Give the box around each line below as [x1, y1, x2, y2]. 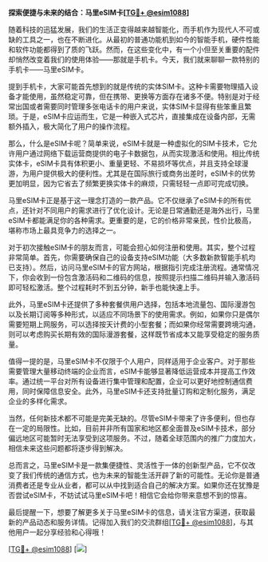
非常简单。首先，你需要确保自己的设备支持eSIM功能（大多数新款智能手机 [8, 253, 249, 262]
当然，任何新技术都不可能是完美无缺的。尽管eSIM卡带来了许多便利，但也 [8, 413, 249, 423]
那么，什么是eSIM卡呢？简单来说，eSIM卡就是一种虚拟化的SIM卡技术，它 [8, 139, 250, 148]
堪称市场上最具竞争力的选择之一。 [8, 225, 120, 235]
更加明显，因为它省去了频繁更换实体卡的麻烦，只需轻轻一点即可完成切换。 [8, 179, 253, 188]
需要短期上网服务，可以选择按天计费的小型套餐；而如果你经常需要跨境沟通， [8, 320, 260, 329]
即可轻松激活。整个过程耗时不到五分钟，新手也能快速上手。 [8, 283, 204, 292]
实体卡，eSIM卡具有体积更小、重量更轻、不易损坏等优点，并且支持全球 [8, 159, 242, 168]
